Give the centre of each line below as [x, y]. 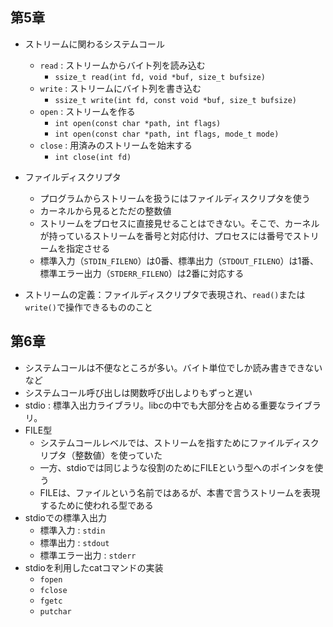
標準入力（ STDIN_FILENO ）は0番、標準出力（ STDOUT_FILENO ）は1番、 [179, 260]
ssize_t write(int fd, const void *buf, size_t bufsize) [175, 100]
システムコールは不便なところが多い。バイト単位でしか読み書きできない [173, 367]
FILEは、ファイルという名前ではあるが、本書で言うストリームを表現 [180, 492]
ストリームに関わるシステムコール [94, 44]
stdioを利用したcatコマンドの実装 [94, 567]
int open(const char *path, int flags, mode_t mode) [167, 134]
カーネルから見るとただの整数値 [105, 210]
